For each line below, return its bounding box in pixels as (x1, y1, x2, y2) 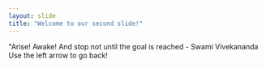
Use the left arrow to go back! (8, 50, 108, 60)
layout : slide (8, 11, 57, 20)
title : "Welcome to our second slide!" (8, 19, 144, 28)
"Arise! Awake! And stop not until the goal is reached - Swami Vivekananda (8, 41, 259, 51)
